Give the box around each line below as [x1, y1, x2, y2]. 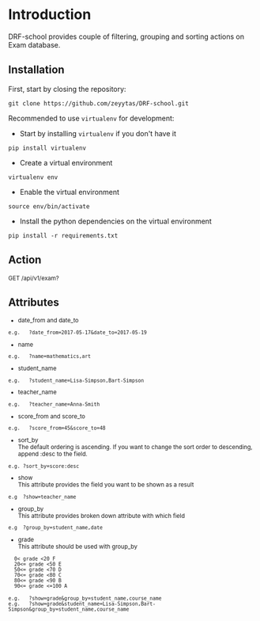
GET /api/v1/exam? [8, 274, 59, 282]
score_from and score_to [17, 412, 85, 421]
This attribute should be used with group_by [17, 543, 138, 551]
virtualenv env [8, 173, 58, 181]
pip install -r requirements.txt [8, 231, 119, 239]
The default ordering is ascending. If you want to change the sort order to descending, [17, 443, 253, 451]
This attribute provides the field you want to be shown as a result [17, 481, 194, 489]
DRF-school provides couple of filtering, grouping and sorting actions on [8, 32, 245, 41]
